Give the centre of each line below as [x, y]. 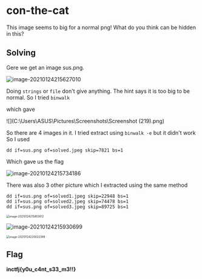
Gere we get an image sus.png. [45, 67]
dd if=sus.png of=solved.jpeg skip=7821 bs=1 [65, 150]
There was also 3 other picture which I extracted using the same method [97, 185]
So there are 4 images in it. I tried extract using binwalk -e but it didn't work [101, 133]
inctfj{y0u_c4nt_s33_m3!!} [41, 269]
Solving [21, 53]
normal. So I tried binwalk [38, 97]
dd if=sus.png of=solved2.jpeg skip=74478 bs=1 [68, 201]
